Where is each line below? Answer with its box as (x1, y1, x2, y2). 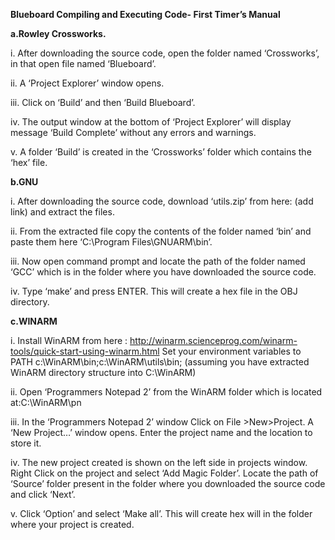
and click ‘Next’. (10, 489, 76, 500)
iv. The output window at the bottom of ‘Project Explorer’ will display (10, 116, 292, 128)
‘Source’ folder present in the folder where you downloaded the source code (10, 478, 326, 489)
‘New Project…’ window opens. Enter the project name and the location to (10, 427, 313, 438)
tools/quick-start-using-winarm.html (10, 345, 160, 357)
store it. (10, 437, 42, 449)
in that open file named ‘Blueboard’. (10, 58, 157, 69)
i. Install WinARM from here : (10, 335, 128, 346)
